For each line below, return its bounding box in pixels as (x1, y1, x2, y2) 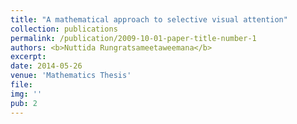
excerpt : (10, 52, 47, 62)
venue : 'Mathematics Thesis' (10, 71, 132, 81)
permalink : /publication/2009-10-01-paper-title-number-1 (10, 33, 257, 43)
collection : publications (10, 24, 118, 34)
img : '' (10, 89, 43, 99)
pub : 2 (10, 98, 38, 108)
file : (10, 80, 33, 90)
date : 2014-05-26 (10, 61, 83, 71)
